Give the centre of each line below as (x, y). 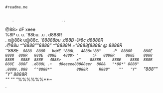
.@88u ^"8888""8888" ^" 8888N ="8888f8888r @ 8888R (64, 45)
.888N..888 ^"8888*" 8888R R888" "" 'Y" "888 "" (81, 69)
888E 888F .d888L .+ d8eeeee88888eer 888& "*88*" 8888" (72, 64)
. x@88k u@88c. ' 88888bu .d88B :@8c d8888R (54, 40)
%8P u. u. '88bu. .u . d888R (34, 35)
